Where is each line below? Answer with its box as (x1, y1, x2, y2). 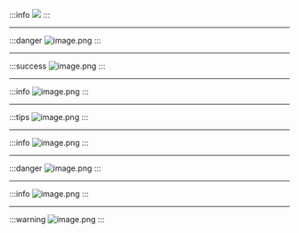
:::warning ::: (9, 214, 105, 224)
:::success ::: (9, 60, 106, 71)
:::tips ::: (9, 112, 89, 122)
